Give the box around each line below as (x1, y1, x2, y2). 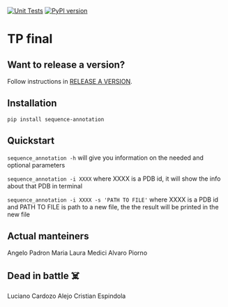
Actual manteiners (7, 230, 89, 242)
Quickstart (7, 135, 55, 147)
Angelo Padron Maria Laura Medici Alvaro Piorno (7, 248, 148, 257)
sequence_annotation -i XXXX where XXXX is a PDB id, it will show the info (7, 174, 221, 183)
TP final (7, 31, 53, 47)
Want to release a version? (7, 59, 126, 70)
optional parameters (7, 160, 66, 169)
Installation (7, 98, 57, 110)
